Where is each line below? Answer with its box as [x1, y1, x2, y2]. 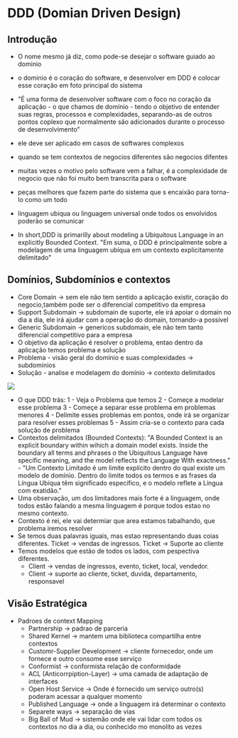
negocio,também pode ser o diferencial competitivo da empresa [17, 300, 206, 309]
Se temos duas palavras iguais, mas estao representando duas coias [17, 532, 219, 540]
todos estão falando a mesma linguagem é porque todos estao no [17, 501, 211, 510]
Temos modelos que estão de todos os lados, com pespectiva [17, 547, 200, 555]
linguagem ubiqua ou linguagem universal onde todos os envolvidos [17, 209, 217, 218]
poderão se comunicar [17, 217, 85, 225]
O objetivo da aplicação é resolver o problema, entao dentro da [17, 338, 203, 347]
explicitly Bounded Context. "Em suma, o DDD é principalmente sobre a [17, 238, 227, 246]
